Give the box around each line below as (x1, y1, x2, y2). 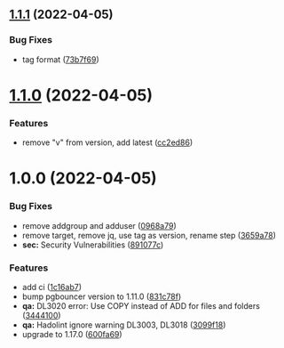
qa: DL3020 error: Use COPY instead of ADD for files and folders (21, 300, 260, 311)
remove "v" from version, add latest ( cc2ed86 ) (21, 137, 193, 148)
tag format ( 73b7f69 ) (21, 53, 99, 65)
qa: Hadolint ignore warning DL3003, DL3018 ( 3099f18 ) (21, 320, 226, 330)
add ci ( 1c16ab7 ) (21, 281, 83, 292)
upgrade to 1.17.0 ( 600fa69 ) (21, 328, 122, 339)
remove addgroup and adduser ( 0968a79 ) (21, 220, 177, 231)
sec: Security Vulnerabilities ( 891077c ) (21, 239, 164, 250)
